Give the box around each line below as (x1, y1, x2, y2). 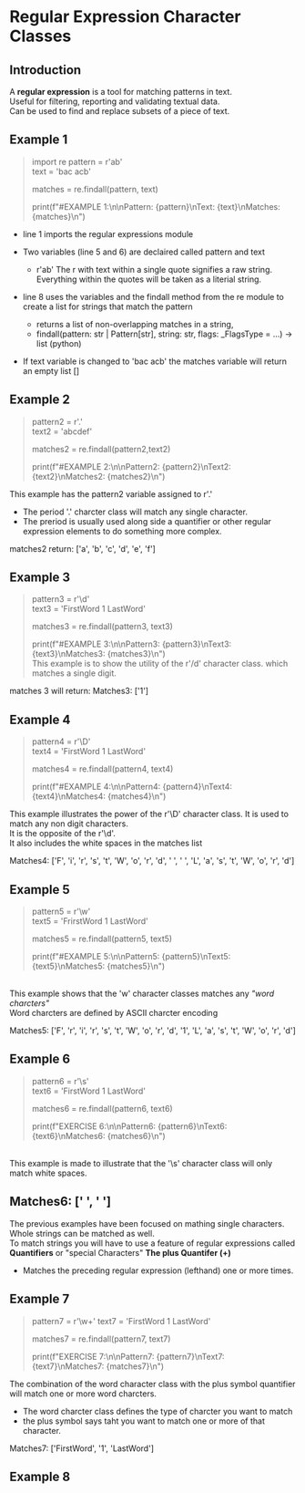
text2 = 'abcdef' (31, 426, 93, 437)
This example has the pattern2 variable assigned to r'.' (9, 488, 213, 499)
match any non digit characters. (9, 818, 129, 829)
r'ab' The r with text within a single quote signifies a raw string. (36, 264, 273, 275)
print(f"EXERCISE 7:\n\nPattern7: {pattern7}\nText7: (31, 1351, 225, 1362)
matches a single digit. (31, 668, 117, 679)
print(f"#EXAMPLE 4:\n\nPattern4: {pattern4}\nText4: (31, 782, 232, 793)
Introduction (9, 62, 82, 78)
